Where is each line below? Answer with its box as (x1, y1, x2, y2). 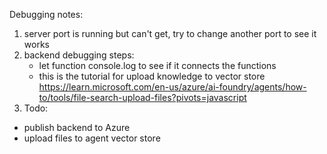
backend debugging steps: (23, 49, 135, 61)
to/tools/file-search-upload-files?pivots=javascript (38, 92, 247, 103)
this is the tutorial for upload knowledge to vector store (38, 70, 266, 82)
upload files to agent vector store (23, 132, 161, 144)
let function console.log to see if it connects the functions (38, 60, 277, 71)
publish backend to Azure (23, 122, 131, 133)
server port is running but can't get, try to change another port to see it (23, 28, 317, 39)
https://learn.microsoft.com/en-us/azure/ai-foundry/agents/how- (38, 81, 307, 93)
